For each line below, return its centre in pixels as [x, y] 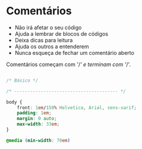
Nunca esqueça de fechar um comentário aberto [75, 52]
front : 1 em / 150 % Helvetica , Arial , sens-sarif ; [77, 108]
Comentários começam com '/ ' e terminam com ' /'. [69, 64]
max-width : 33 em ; [38, 124]
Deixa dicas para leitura [44, 40]
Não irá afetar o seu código [48, 27]
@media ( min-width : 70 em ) [38, 140]
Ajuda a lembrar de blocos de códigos [61, 33]
